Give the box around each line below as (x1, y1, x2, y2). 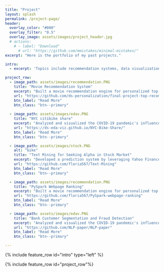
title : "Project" (5, 7, 41, 12)
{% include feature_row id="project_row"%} (5, 261, 94, 267)
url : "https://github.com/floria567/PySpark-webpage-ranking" (14, 193, 143, 198)
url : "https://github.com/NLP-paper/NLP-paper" (14, 225, 112, 230)
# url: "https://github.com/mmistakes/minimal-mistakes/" (18, 48, 139, 53)
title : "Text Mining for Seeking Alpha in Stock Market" (14, 153, 132, 158)
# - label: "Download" (14, 44, 60, 49)
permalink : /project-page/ (5, 16, 60, 21)
